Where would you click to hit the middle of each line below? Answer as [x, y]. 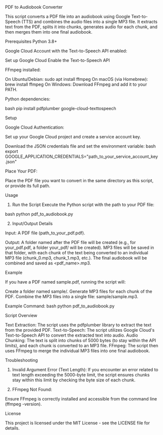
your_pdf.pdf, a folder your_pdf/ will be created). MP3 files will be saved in [80, 247]
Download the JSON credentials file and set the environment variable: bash [80, 146]
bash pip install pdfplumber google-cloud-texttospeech [61, 108]
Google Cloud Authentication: [35, 127]
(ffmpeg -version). [24, 404]
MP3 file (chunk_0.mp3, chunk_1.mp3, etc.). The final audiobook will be [76, 258]
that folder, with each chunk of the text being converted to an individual [77, 253]
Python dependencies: [28, 99]
